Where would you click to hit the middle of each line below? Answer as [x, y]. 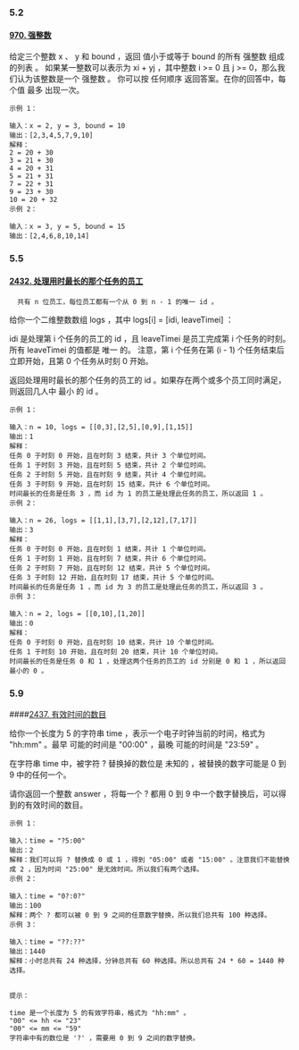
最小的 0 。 [29, 671]
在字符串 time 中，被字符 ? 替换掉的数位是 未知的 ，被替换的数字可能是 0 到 [148, 763]
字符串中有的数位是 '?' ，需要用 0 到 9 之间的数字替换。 [104, 1038]
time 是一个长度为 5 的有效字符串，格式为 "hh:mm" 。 [100, 1012]
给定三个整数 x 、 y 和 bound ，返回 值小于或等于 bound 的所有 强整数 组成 [147, 56]
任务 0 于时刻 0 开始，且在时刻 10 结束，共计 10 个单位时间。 [114, 643]
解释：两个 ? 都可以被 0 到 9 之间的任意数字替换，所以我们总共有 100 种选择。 [140, 915]
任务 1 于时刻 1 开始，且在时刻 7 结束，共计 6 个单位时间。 [110, 559]
